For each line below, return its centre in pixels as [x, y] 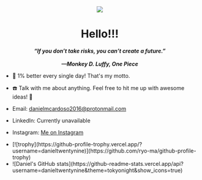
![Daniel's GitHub [34, 163]
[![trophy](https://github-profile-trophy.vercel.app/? [77, 144]
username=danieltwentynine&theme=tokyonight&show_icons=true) [97, 170]
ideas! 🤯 [22, 97]
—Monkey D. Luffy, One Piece [100, 64]
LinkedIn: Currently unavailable [51, 120]
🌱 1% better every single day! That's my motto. [71, 75]
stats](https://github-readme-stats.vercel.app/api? [120, 163]
